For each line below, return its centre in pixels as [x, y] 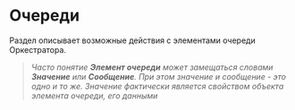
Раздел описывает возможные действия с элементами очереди [133, 40]
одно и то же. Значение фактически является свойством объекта [157, 86]
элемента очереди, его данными [94, 96]
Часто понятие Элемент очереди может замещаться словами [152, 67]
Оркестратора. [38, 49]
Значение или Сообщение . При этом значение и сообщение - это [158, 76]
